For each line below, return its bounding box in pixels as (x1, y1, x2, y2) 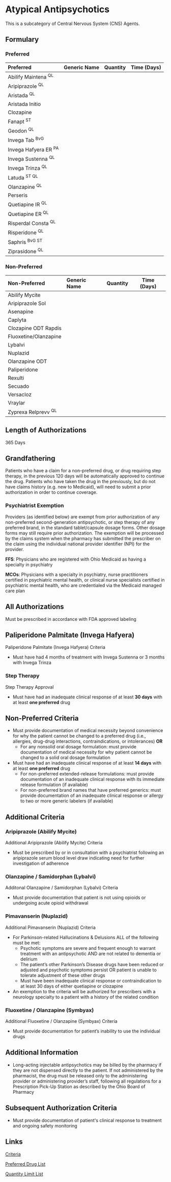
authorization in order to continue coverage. (5, 489, 98, 495)
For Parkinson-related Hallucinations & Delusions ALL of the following (12, 934, 159, 940)
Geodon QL (8, 126, 34, 135)
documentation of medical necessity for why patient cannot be (20, 749, 152, 756)
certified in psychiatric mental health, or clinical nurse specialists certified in (5, 576, 165, 583)
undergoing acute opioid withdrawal (12, 900, 89, 906)
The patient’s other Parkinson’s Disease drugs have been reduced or (20, 961, 164, 967)
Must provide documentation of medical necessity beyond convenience (12, 727, 163, 734)
